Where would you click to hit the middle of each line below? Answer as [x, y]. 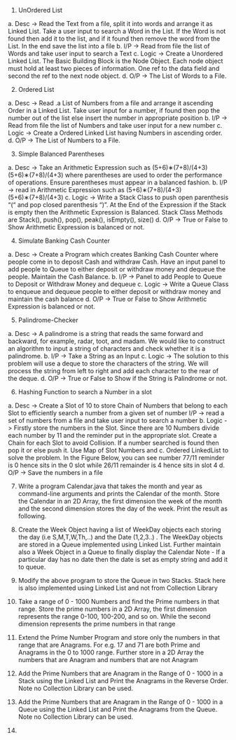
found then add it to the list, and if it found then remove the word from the [114, 39]
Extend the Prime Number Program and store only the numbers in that [119, 637]
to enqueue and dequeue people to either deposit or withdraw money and [114, 291]
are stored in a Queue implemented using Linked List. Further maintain [119, 544]
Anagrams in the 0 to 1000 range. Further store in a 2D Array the [111, 652]
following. [32, 516]
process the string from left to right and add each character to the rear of [113, 371]
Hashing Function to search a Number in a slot [85, 392]
